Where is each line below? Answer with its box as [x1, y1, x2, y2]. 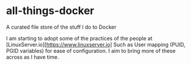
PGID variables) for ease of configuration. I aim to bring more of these [6, 47, 176, 54]
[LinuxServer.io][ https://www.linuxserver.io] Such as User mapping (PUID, [6, 41, 186, 48]
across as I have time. [6, 53, 59, 60]
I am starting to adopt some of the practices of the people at [6, 35, 153, 42]
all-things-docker [6, 4, 94, 18]
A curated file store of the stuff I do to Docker [6, 23, 117, 30]
